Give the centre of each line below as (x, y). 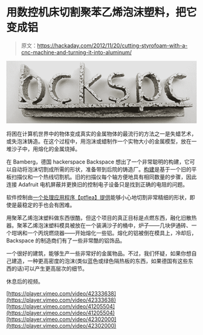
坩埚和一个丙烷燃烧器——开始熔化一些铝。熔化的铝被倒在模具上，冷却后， (104, 233)
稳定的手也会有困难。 (49, 205)
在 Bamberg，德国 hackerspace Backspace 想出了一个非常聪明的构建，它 (98, 162)
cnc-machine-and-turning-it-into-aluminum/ (76, 52)
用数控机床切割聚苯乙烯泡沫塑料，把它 (102, 12)
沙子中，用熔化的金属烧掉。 (46, 149)
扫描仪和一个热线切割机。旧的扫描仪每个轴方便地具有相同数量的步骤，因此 (104, 177)
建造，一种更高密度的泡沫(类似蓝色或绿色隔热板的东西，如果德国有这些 (100, 261)
